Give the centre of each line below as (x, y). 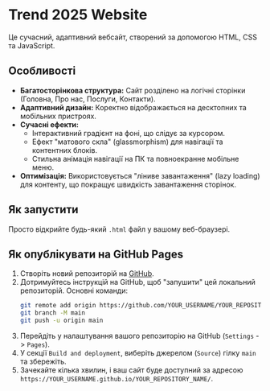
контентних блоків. (65, 150)
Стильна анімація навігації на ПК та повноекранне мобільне (135, 158)
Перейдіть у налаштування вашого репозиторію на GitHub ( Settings (137, 336)
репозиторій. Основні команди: (74, 290)
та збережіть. (43, 361)
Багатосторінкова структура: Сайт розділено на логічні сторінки (133, 90)
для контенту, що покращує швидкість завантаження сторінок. (128, 184)
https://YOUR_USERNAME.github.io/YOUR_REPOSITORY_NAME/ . (117, 379)
